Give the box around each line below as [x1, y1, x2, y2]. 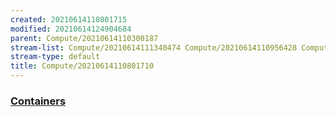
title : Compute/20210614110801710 [10, 61, 155, 71]
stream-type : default [10, 52, 101, 62]
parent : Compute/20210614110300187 [10, 33, 159, 43]
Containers [10, 94, 67, 108]
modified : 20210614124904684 [10, 24, 132, 34]
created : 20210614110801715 [10, 14, 128, 25]
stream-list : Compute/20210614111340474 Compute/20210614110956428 [10, 42, 298, 53]
